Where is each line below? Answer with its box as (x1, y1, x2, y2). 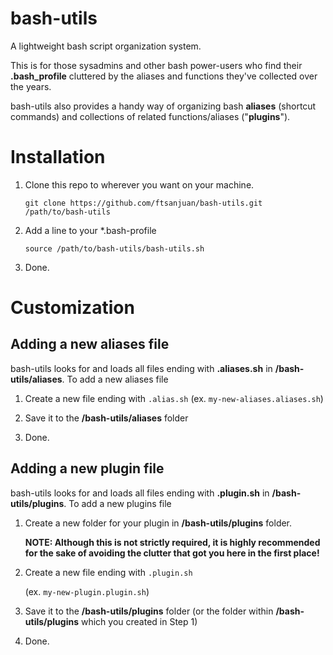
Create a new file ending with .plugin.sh (24, 566, 193, 578)
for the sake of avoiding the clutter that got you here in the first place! (24, 547, 320, 559)
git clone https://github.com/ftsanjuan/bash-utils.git (24, 198, 263, 208)
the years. (10, 80, 52, 92)
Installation (10, 146, 106, 169)
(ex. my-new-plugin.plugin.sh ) (24, 585, 150, 597)
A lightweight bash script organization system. (10, 40, 202, 52)
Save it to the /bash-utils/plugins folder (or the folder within (24, 605, 274, 617)
